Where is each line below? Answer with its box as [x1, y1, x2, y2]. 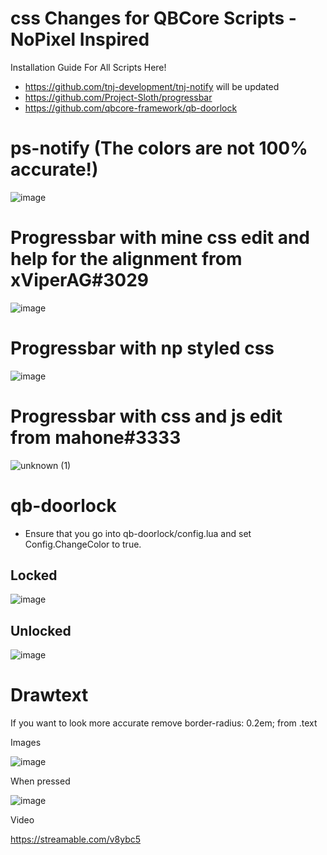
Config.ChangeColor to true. [24, 538, 142, 550]
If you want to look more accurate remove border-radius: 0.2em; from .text [10, 717, 318, 729]
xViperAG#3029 [10, 269, 150, 292]
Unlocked [10, 622, 72, 639]
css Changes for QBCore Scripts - [10, 7, 297, 30]
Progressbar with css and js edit [10, 405, 283, 427]
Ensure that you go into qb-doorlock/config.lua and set [24, 527, 252, 539]
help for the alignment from [10, 248, 243, 271]
